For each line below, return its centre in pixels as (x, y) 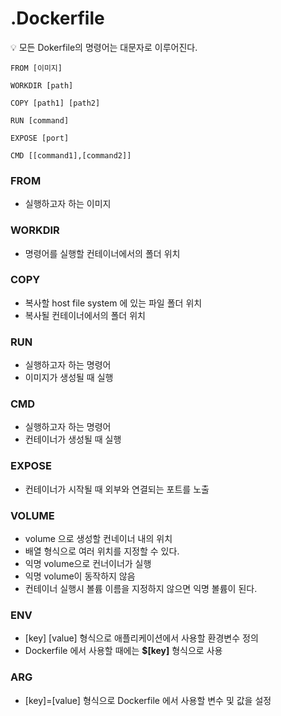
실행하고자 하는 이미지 (68, 204)
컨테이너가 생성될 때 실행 (73, 439)
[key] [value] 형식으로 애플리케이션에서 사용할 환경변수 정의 (141, 638)
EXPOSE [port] (40, 138)
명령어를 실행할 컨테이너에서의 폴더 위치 (102, 253)
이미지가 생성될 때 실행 (69, 378)
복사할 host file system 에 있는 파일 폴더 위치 (113, 303)
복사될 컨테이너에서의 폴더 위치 (85, 315)
